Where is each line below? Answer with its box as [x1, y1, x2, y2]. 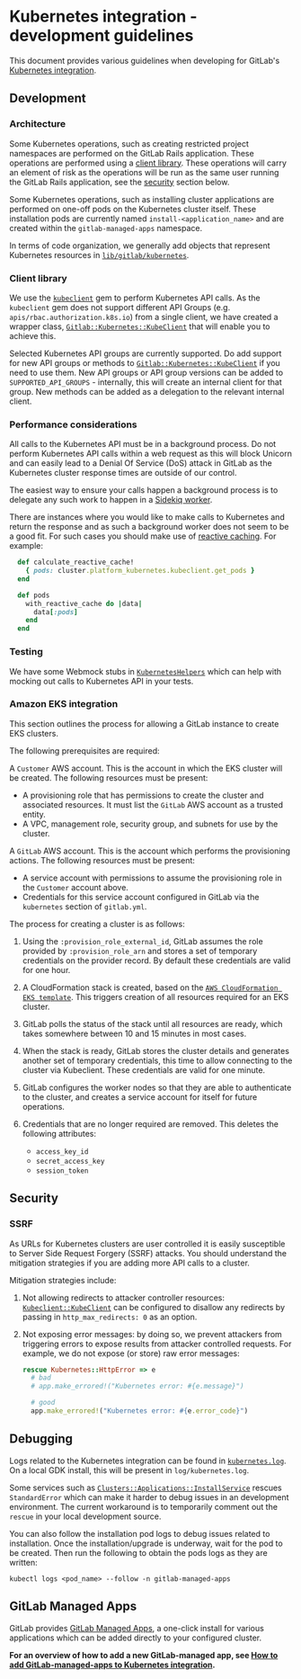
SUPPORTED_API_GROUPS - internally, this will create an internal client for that [9, 376, 283, 388]
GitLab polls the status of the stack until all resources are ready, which [22, 1018, 283, 1029]
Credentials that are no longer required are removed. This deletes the [22, 1118, 279, 1130]
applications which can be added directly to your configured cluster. [9, 1632, 262, 1643]
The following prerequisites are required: [9, 745, 160, 756]
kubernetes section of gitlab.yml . [22, 901, 147, 912]
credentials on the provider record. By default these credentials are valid [22, 955, 291, 966]
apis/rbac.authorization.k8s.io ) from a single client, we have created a [9, 311, 279, 322]
